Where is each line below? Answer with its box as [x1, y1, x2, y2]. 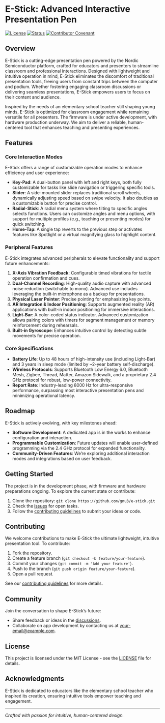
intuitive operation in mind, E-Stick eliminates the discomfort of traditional [5, 73, 154, 79]
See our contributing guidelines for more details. [5, 580, 103, 586]
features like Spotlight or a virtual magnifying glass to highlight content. [12, 232, 157, 238]
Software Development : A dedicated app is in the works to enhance [12, 429, 151, 435]
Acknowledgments [5, 675, 65, 683]
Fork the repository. [12, 550, 53, 556]
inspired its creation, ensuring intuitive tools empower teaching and [5, 693, 141, 699]
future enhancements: [5, 260, 50, 266]
